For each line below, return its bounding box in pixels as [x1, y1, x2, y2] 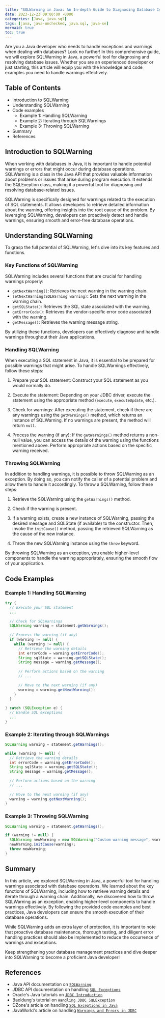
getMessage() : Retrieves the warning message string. [12, 319, 119, 325]
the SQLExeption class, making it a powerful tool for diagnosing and [5, 181, 142, 187]
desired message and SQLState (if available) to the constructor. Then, [12, 520, 154, 526]
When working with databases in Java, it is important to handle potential [5, 161, 151, 167]
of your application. [5, 561, 45, 566]
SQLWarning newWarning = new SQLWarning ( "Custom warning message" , [9, 837, 151, 843]
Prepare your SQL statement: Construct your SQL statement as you [12, 377, 148, 383]
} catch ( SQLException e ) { [5, 706, 63, 710]
